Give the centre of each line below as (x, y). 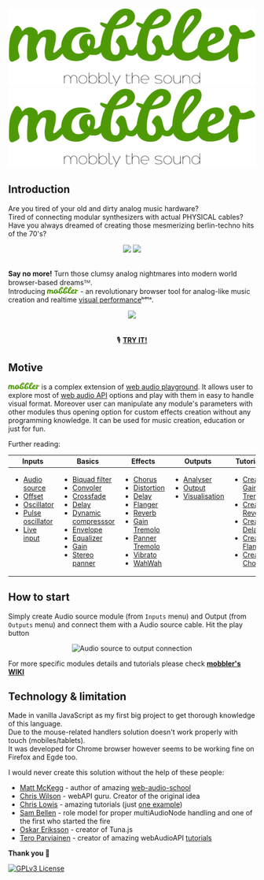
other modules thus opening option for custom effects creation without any (130, 412)
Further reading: (34, 444)
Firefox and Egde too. (43, 757)
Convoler (87, 488)
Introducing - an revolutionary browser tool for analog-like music (129, 291)
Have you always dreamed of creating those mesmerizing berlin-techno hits (131, 225)
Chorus (145, 480)
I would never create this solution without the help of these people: (116, 773)
